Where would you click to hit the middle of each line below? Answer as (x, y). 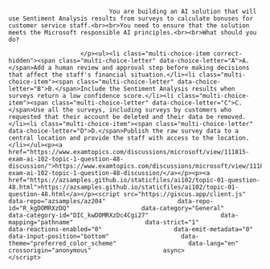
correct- (228, 54)
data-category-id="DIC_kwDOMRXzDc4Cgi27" (79, 215)
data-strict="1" (172, 222)
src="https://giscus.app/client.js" (185, 194)
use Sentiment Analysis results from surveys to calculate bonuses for (131, 18)
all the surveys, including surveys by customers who (139, 110)
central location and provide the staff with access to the (111, 138)
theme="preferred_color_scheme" (62, 243)
